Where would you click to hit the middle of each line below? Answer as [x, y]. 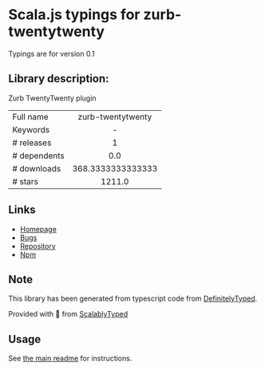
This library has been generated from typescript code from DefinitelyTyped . [133, 299]
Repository [38, 246]
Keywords [31, 129]
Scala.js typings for [74, 15]
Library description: [59, 79]
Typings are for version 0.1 [51, 53]
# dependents [39, 155]
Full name [31, 116]
